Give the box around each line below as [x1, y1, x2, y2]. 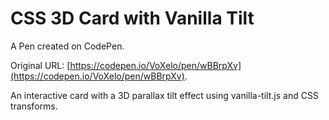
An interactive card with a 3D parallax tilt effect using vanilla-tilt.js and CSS [10, 89, 319, 101]
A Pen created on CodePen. [10, 40, 125, 52]
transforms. [10, 100, 58, 112]
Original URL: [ [10, 59, 71, 71]
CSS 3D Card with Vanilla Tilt [10, 7, 255, 30]
